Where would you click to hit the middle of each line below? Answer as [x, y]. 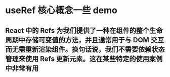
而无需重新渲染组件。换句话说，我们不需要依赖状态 [85, 49]
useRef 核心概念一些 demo [61, 10]
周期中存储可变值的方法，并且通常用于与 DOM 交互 [85, 40]
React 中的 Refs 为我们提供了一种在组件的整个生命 [84, 30]
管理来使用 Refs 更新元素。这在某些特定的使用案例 [84, 59]
